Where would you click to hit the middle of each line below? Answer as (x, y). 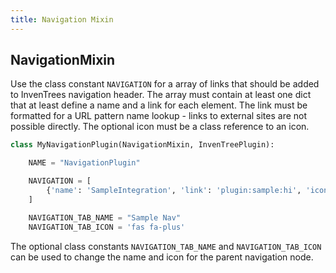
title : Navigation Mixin (62, 19)
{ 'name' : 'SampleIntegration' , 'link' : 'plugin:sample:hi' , (174, 191)
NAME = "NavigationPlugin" (84, 163)
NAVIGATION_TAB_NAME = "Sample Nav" (105, 217)
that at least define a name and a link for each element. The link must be (159, 105)
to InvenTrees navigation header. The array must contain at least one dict (161, 95)
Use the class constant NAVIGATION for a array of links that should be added (165, 84)
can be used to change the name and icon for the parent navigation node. (162, 257)
